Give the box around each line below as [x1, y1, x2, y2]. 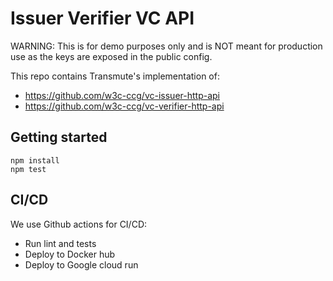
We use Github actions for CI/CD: [10, 218, 148, 230]
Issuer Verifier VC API [10, 7, 195, 30]
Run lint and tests [24, 237, 97, 249]
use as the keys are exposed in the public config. [10, 50, 213, 62]
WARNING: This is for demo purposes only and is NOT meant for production [10, 40, 323, 52]
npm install [10, 155, 60, 166]
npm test [10, 164, 47, 174]
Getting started [10, 129, 108, 146]
